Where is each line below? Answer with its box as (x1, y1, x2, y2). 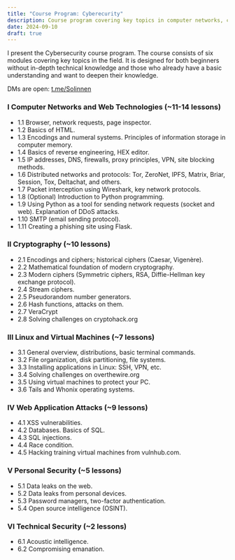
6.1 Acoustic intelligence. (17, 538, 89, 546)
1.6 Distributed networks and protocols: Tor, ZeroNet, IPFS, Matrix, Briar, (17, 170, 225, 178)
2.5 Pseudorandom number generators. (17, 292, 131, 301)
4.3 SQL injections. (17, 433, 72, 442)
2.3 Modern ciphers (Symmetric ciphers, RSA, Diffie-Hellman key (17, 270, 205, 278)
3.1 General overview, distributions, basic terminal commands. (17, 348, 196, 357)
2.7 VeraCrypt (17, 307, 58, 315)
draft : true (7, 29, 42, 37)
